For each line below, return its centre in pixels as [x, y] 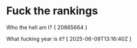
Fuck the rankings [52, 11]
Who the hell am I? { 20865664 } [47, 27]
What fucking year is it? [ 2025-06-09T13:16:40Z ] [69, 39]
